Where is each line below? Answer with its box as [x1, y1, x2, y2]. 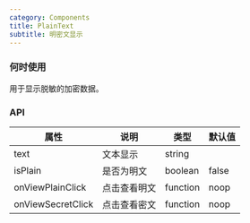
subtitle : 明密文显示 [9, 30, 83, 39]
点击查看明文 [101, 181, 157, 193]
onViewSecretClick [13, 198, 94, 210]
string [164, 147, 190, 159]
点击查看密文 [101, 198, 157, 210]
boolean [164, 164, 200, 176]
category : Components [9, 13, 91, 22]
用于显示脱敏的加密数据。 [9, 82, 104, 94]
